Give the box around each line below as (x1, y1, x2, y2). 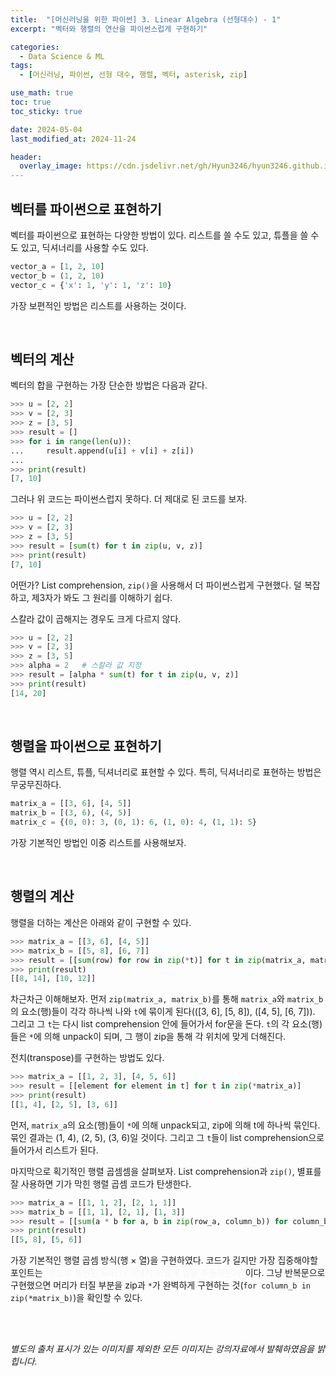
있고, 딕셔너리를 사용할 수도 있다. (20, 241, 149, 253)
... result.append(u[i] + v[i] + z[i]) (10, 446, 195, 456)
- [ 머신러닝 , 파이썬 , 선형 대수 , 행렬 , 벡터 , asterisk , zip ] (19, 70, 248, 80)
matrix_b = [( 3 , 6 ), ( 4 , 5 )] (10, 808, 132, 818)
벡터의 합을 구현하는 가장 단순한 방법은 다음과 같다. (10, 379, 208, 391)
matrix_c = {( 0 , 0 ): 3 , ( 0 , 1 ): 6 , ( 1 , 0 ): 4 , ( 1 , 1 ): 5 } (10, 817, 258, 828)
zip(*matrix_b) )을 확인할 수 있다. (10, 1292, 143, 1304)
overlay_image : (19, 161, 83, 171)
